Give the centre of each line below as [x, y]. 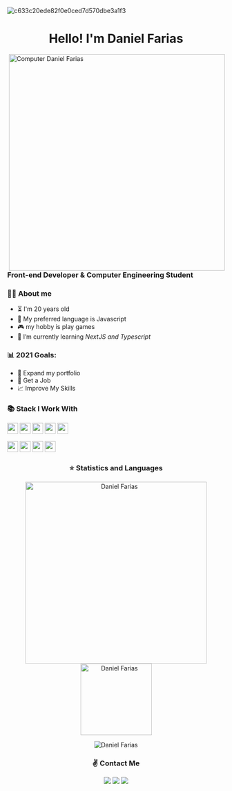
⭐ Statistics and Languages [116, 468]
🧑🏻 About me [29, 293]
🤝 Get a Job [34, 380]
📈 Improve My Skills [46, 388]
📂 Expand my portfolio [49, 373]
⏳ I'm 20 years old [43, 309]
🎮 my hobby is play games [56, 327]
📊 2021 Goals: [32, 355]
